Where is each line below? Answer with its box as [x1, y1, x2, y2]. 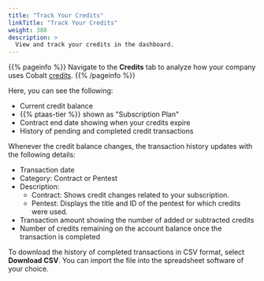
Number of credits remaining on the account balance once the [19, 224, 222, 233]
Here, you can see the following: [8, 86, 113, 95]
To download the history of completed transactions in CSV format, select [8, 247, 245, 257]
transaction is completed [19, 232, 101, 242]
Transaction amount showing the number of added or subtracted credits [19, 216, 255, 225]
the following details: [8, 150, 76, 160]
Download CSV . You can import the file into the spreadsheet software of [8, 256, 244, 265]
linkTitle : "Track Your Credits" [8, 19, 118, 27]
